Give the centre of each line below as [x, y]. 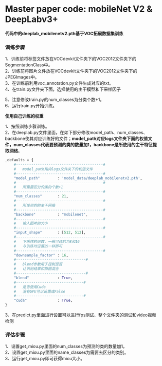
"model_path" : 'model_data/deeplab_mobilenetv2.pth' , [78, 178]
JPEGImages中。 [22, 77]
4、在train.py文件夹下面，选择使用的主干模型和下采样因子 [63, 89]
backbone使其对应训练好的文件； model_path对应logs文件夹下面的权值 [77, 139]
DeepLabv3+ [32, 19]
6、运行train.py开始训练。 [31, 106]
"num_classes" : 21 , [41, 196]
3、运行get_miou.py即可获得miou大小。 [45, 359]
